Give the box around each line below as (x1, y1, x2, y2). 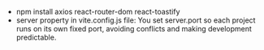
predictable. (15, 32, 57, 42)
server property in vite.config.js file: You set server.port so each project (15, 15, 256, 25)
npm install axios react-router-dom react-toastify (15, 7, 180, 16)
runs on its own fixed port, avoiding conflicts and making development (15, 24, 252, 33)
